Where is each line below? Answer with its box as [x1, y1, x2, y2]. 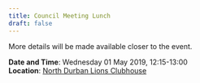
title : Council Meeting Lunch [8, 11, 111, 20]
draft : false [8, 19, 53, 27]
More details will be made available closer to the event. [8, 41, 193, 51]
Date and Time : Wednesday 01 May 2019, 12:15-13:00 [8, 57, 189, 67]
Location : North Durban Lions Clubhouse [8, 65, 147, 75]
